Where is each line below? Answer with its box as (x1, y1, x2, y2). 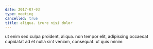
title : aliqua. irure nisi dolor (5, 20, 73, 25)
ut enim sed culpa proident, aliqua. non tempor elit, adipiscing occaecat (5, 34, 149, 39)
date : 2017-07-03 (5, 7, 40, 12)
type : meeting (5, 12, 34, 16)
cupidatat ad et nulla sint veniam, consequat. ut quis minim (5, 39, 123, 45)
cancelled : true (5, 16, 38, 21)
